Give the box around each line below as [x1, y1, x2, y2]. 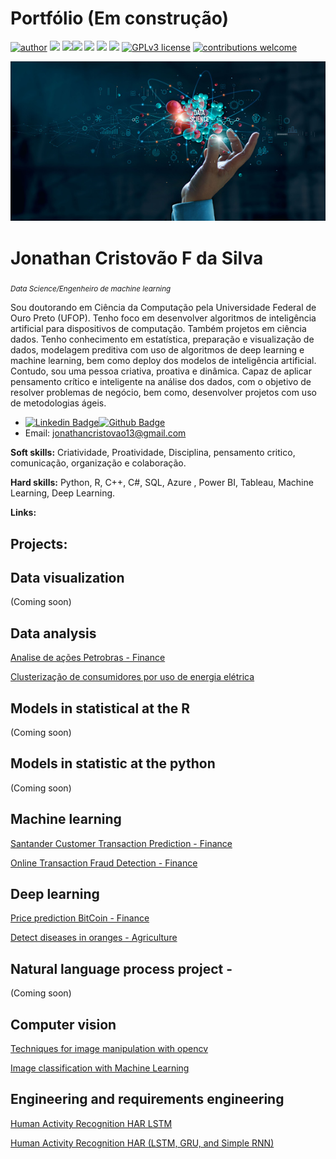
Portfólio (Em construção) [10, 7, 230, 30]
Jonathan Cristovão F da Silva [10, 247, 264, 269]
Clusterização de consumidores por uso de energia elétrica [10, 671, 255, 683]
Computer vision [10, 1016, 117, 1033]
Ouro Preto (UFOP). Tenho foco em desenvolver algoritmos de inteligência [10, 312, 317, 324]
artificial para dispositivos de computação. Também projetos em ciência [10, 323, 307, 335]
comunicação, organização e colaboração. [10, 457, 187, 469]
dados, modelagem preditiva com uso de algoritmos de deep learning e [10, 344, 305, 356]
